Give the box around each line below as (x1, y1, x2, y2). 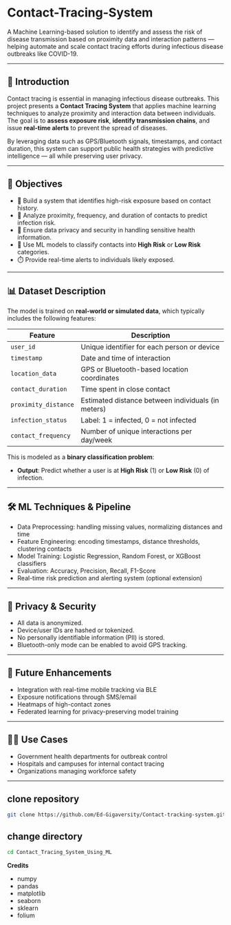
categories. (16, 247, 49, 256)
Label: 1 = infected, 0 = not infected (80, 416, 197, 425)
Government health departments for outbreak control (16, 752, 168, 760)
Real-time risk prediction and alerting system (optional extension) (16, 574, 203, 582)
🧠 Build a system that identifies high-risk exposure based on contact (16, 196, 211, 205)
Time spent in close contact (80, 385, 170, 394)
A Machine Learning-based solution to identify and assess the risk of (7, 28, 203, 36)
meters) (80, 405, 107, 414)
